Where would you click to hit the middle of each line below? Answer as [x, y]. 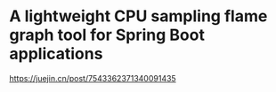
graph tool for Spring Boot [107, 35]
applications [56, 54]
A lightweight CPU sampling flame [138, 16]
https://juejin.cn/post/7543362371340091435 [93, 78]
